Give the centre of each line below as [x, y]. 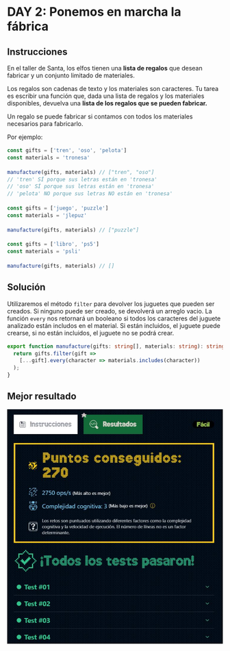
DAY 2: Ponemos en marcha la [94, 12]
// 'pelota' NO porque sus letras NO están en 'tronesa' [90, 194]
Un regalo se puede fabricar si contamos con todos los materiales [100, 116]
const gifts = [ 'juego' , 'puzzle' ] [58, 208]
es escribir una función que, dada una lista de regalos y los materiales [106, 96]
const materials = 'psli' [44, 252]
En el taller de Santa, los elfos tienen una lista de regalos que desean [105, 68]
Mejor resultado [42, 397]
